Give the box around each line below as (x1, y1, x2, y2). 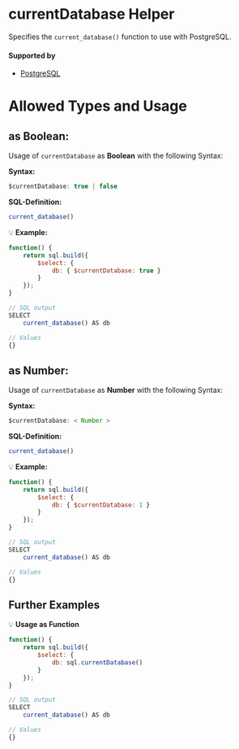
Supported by (8, 50, 56, 60)
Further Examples (8, 598, 100, 612)
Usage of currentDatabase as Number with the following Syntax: (8, 385, 224, 395)
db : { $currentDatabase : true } (51, 266, 161, 275)
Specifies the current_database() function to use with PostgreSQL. (8, 32, 232, 41)
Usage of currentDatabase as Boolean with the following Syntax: (8, 151, 224, 161)
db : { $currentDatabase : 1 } (51, 501, 151, 509)
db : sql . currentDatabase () (51, 658, 143, 667)
